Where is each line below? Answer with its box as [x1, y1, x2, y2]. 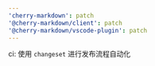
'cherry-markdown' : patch [8, 11, 94, 20]
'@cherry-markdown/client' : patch [8, 19, 123, 27]
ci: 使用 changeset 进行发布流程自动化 [8, 49, 131, 59]
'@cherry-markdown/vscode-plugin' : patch [8, 26, 148, 34]
